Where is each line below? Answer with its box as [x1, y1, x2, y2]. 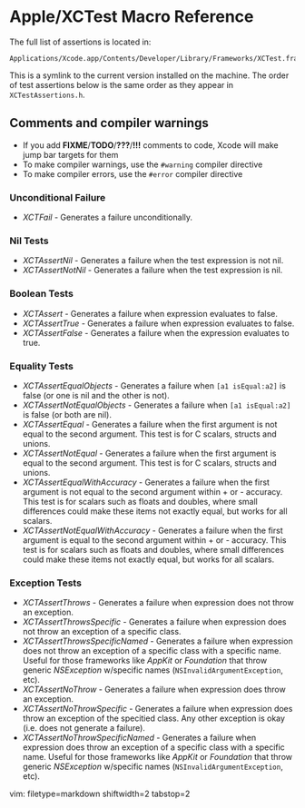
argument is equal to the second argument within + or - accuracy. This [22, 534, 287, 546]
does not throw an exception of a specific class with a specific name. [22, 645, 281, 656]
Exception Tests [9, 576, 82, 589]
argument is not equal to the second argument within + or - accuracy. [22, 486, 283, 497]
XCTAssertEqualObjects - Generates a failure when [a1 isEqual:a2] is [22, 379, 286, 391]
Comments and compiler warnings [9, 115, 209, 131]
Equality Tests [9, 360, 74, 372]
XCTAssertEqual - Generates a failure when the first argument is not [22, 419, 278, 429]
